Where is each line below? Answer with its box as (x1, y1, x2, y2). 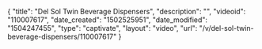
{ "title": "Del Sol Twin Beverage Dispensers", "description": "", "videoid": (7, 7, 246, 16)
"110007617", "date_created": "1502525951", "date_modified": (7, 15, 207, 24)
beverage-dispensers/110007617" (7, 32, 117, 41)
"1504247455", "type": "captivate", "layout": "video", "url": (7, 24, 198, 32)
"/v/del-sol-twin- (199, 24, 254, 32)
